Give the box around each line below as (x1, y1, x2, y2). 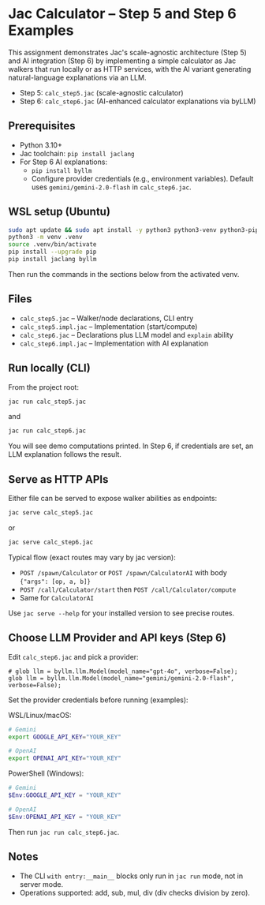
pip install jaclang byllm (8, 256, 97, 264)
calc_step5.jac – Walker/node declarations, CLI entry (19, 313, 194, 323)
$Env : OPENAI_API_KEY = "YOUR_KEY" (8, 813, 122, 821)
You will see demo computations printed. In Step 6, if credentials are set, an (8, 441, 254, 451)
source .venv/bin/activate (8, 241, 97, 249)
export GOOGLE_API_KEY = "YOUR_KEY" (8, 733, 122, 741)
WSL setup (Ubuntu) (8, 205, 110, 219)
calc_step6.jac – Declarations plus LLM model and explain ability (19, 330, 234, 339)
